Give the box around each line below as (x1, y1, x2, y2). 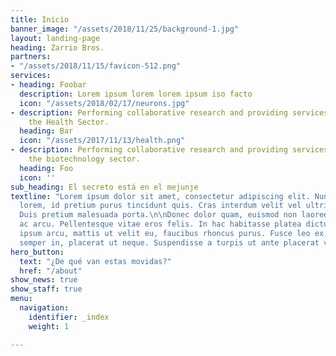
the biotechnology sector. (28, 154, 141, 164)
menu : (10, 294, 33, 304)
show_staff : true (10, 284, 83, 295)
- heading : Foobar (10, 80, 87, 90)
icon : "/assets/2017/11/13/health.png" (19, 136, 186, 146)
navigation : (19, 303, 70, 313)
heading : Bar (19, 126, 74, 136)
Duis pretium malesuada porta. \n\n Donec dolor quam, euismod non (19, 210, 298, 220)
